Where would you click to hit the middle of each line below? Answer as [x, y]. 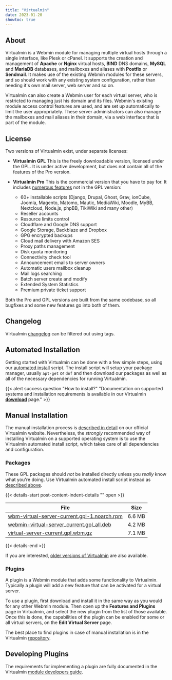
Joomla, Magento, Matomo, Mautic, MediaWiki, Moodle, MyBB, [87, 203]
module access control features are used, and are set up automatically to [83, 106]
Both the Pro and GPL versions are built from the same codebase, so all [81, 300]
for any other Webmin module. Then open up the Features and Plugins [80, 606]
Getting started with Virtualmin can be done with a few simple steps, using [84, 362]
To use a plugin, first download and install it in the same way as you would [84, 601]
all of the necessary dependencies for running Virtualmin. [66, 378]
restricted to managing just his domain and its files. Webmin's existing [79, 101]
